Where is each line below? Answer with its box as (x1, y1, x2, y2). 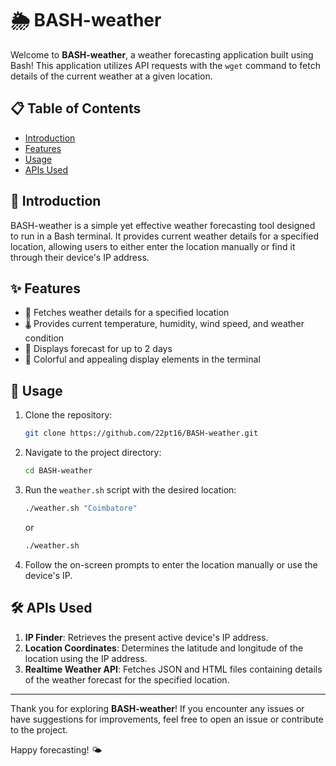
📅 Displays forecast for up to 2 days (24, 343, 173, 355)
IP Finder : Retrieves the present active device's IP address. (24, 631, 269, 643)
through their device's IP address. (10, 251, 150, 263)
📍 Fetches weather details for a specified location (24, 307, 230, 319)
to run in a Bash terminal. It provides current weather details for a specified (10, 230, 320, 242)
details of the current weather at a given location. (10, 70, 213, 82)
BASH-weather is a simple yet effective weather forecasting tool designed (10, 219, 316, 231)
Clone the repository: (24, 409, 113, 421)
